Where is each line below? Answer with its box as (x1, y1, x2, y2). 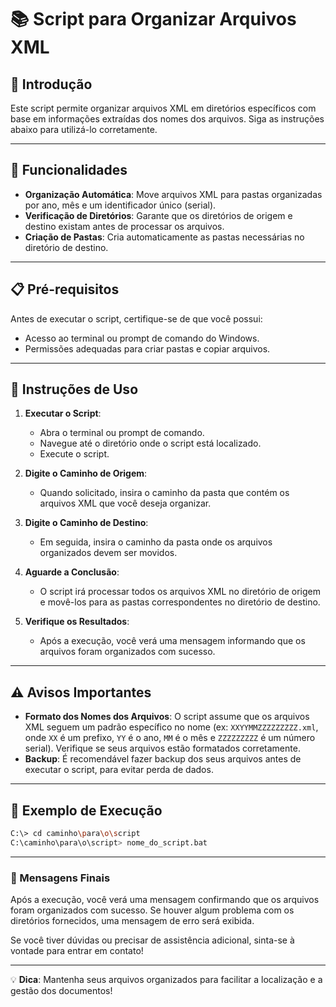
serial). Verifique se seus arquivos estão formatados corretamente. (24, 742, 301, 755)
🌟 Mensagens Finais (10, 871, 111, 885)
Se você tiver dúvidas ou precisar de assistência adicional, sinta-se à (10, 934, 295, 946)
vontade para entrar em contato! (10, 945, 144, 957)
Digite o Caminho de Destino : (24, 517, 149, 529)
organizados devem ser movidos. (39, 547, 178, 559)
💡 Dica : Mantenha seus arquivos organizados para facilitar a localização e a (10, 974, 323, 986)
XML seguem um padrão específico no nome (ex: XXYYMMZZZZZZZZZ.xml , (24, 721, 319, 733)
